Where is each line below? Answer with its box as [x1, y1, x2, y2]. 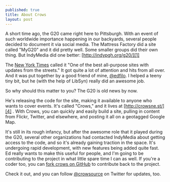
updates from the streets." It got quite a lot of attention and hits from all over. [5, 67, 165, 73]
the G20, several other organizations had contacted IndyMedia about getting [5, 134, 165, 141]
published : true [5, 7, 40, 13]
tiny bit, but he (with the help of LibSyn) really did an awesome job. [5, 78, 145, 84]
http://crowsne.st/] [125, 103, 165, 109]
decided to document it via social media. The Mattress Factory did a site [5, 41, 156, 48]
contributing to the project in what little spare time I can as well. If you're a [5, 156, 160, 162]
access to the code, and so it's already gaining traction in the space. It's [5, 140, 156, 146]
